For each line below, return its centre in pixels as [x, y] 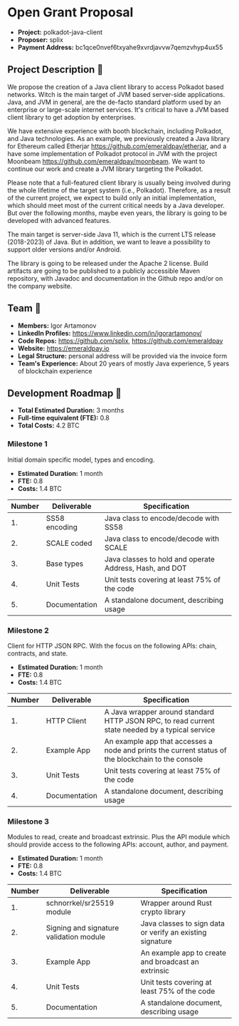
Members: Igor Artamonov [57, 326]
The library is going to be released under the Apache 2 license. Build [108, 263]
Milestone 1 [27, 444]
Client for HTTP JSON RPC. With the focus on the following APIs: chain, [112, 646]
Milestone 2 [28, 630]
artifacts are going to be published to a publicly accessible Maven [104, 271]
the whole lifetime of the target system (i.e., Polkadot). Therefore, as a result [119, 190]
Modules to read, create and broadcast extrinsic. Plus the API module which [118, 837]
